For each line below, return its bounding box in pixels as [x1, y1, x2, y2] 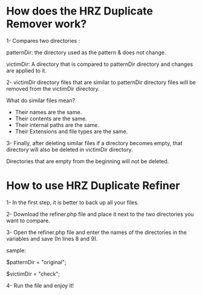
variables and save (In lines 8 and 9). [6, 235, 98, 242]
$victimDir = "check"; [6, 270, 60, 277]
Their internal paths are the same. [15, 121, 100, 128]
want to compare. [6, 216, 50, 224]
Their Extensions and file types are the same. [15, 128, 128, 135]
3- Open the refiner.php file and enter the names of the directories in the [6, 229, 187, 236]
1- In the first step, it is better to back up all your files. [6, 198, 139, 206]
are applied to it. [6, 66, 47, 74]
